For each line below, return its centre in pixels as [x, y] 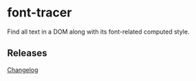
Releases [27, 53]
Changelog [23, 69]
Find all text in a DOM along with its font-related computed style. [98, 32]
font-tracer [40, 13]
